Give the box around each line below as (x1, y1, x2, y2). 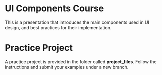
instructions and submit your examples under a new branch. (5, 64, 129, 70)
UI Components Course (5, 3, 104, 14)
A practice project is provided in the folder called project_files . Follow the (5, 58, 157, 65)
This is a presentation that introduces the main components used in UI (5, 19, 150, 25)
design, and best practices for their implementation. (5, 24, 112, 30)
